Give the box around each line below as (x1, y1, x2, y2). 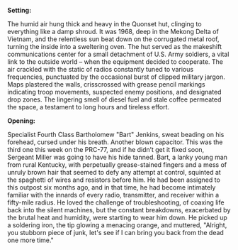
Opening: (7, 116, 35, 125)
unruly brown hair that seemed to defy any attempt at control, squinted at (7, 168, 221, 176)
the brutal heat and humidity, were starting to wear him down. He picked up (7, 213, 228, 222)
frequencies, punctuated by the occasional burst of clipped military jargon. (7, 72, 225, 81)
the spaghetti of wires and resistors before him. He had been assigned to (7, 175, 221, 184)
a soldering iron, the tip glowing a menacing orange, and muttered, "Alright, (7, 221, 227, 229)
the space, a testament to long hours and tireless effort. (7, 103, 170, 111)
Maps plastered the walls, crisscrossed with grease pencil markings (7, 80, 205, 88)
